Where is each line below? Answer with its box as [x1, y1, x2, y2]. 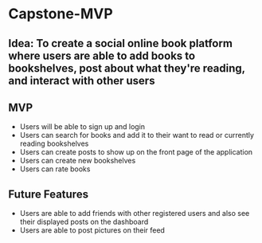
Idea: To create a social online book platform [8, 37, 233, 50]
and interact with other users [8, 73, 155, 88]
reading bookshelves [19, 139, 89, 148]
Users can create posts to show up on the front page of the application [19, 147, 253, 157]
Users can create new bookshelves [19, 156, 136, 166]
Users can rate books [19, 164, 91, 174]
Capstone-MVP [8, 5, 113, 23]
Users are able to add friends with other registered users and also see [19, 209, 250, 218]
